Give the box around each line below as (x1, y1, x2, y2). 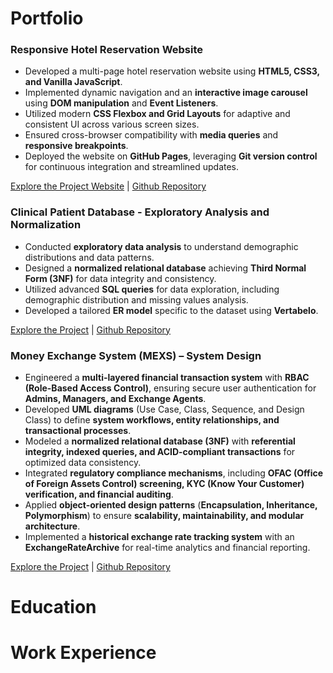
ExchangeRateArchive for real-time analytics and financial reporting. (24, 542, 311, 554)
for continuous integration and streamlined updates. (24, 161, 240, 173)
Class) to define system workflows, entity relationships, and (24, 414, 280, 426)
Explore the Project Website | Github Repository (10, 180, 207, 192)
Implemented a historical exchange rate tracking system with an (24, 531, 295, 543)
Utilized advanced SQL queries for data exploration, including (24, 283, 280, 295)
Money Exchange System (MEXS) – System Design (10, 348, 262, 362)
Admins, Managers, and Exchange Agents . (24, 393, 207, 405)
